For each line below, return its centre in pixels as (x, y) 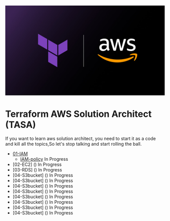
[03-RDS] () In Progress (37, 170)
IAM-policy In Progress (44, 159)
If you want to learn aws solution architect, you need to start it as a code (80, 139)
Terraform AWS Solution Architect (78, 114)
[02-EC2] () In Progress (37, 164)
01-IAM (20, 154)
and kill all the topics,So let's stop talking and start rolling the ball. (73, 144)
